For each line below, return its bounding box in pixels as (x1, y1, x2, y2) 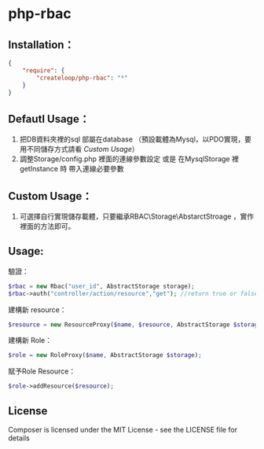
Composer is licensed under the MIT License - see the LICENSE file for (8, 425, 238, 434)
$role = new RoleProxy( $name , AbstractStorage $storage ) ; (8, 351, 202, 359)
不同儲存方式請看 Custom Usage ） (26, 145, 139, 154)
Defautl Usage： (8, 112, 90, 126)
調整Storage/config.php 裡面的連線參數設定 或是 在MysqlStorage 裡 (19, 154, 240, 164)
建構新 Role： (8, 336, 53, 345)
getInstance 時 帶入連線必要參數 (19, 164, 124, 174)
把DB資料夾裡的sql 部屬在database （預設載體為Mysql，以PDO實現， (19, 134, 245, 144)
